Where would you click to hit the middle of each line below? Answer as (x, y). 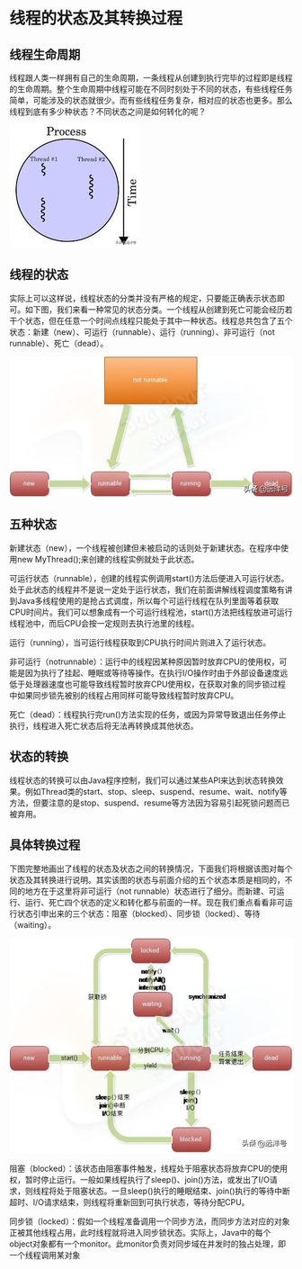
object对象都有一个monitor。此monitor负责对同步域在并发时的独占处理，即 (147, 1244)
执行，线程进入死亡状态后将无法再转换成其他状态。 (104, 725)
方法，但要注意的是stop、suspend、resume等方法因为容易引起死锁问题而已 (150, 803)
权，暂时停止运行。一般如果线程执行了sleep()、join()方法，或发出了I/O (140, 1179)
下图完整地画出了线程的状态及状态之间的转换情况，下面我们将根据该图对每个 (151, 868)
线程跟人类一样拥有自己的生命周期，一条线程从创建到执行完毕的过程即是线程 (151, 78)
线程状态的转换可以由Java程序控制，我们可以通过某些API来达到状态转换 (142, 780)
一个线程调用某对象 (45, 1255)
